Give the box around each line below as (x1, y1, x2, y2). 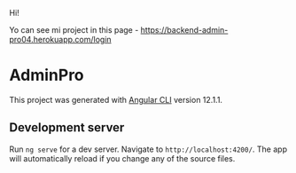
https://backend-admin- (140, 25, 229, 35)
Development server (9, 120, 125, 136)
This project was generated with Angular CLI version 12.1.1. (9, 94, 223, 105)
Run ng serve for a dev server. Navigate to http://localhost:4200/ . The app (9, 144, 288, 154)
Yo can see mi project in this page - (9, 25, 139, 35)
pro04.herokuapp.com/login (9, 35, 113, 44)
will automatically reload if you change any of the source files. (9, 153, 236, 163)
